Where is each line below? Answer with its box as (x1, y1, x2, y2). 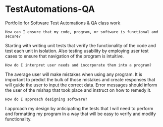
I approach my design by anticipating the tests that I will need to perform (5, 105, 154, 111)
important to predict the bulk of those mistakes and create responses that (5, 76, 156, 82)
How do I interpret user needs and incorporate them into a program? (5, 63, 152, 67)
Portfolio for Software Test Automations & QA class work (5, 20, 120, 26)
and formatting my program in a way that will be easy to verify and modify (5, 111, 156, 117)
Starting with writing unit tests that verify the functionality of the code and (5, 42, 156, 48)
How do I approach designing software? (5, 97, 88, 102)
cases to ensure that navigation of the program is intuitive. (5, 53, 124, 59)
